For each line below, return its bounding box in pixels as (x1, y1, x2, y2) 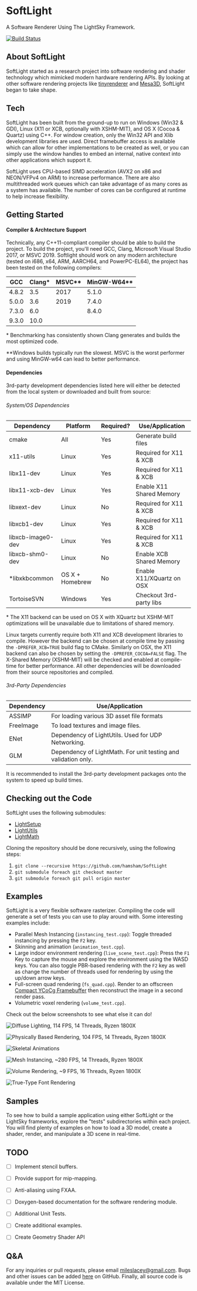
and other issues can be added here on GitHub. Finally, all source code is (6, 1273, 183, 1280)
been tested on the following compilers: (6, 264, 102, 271)
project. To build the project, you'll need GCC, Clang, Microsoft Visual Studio (6, 246, 191, 253)
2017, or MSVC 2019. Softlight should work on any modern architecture (6, 251, 177, 259)
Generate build (135, 432, 177, 440)
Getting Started (6, 210, 64, 220)
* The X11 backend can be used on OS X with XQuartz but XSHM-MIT (6, 613, 174, 620)
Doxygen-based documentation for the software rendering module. (14, 1198, 178, 1205)
